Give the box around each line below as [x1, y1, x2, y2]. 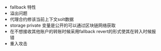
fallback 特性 [9, 4, 36, 10]
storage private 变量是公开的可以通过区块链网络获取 [9, 22, 116, 28]
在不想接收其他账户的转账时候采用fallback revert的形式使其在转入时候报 [9, 29, 157, 34]
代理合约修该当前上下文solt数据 [9, 17, 74, 22]
